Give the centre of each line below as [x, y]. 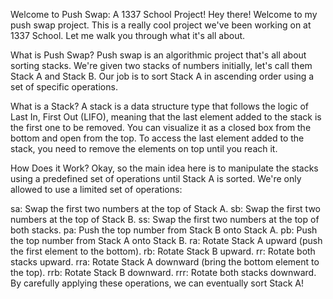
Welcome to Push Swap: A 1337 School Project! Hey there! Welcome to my [164, 14]
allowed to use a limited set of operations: [96, 189]
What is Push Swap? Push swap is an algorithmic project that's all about [158, 55]
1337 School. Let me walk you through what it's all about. [128, 35]
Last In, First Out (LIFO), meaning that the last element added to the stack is [166, 117]
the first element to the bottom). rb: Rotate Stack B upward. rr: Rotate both [163, 251]
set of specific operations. [64, 87]
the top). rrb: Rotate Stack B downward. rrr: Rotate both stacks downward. [163, 272]
